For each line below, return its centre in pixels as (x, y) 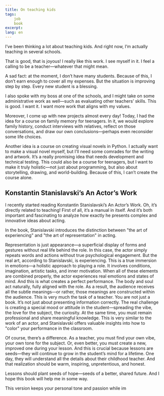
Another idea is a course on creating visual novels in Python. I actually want (82, 146)
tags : (11, 14)
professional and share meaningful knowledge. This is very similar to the (78, 318)
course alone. (19, 178)
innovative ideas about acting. (36, 220)
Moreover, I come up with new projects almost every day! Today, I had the (80, 116)
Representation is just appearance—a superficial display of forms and (76, 245)
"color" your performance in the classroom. (49, 328)
